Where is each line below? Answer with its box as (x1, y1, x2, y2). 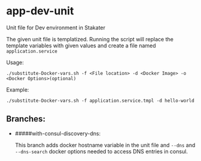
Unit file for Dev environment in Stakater (6, 24, 106, 31)
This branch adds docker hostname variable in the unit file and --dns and (14, 141, 196, 148)
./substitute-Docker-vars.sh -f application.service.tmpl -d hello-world (6, 98, 195, 104)
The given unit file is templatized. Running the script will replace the (6, 35, 174, 42)
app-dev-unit (6, 4, 74, 18)
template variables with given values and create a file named (6, 42, 156, 49)
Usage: (6, 59, 24, 66)
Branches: (6, 114, 46, 124)
